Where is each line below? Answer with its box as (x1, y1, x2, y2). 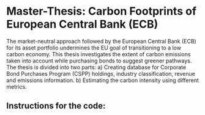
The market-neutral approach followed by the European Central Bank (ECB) (6, 37, 197, 45)
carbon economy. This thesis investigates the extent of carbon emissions (6, 50, 191, 57)
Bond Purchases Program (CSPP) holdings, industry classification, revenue (6, 70, 196, 77)
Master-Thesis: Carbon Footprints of (6, 4, 197, 18)
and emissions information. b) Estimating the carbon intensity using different (6, 76, 199, 84)
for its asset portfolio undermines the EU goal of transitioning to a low (6, 44, 182, 51)
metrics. (6, 83, 28, 90)
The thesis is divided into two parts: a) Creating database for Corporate (6, 63, 187, 71)
